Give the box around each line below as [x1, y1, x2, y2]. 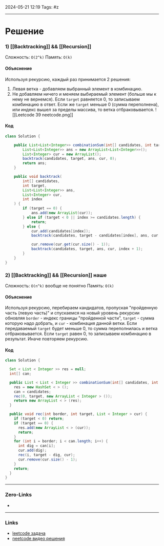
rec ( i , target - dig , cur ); [18, 453, 76, 458]
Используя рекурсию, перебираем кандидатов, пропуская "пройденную [5, 305, 158, 311]
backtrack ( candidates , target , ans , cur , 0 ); [22, 156, 117, 161]
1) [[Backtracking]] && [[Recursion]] [5, 43, 92, 50]
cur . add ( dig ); [18, 448, 47, 453]
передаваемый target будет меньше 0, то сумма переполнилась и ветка [5, 326, 158, 332]
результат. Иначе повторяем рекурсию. [5, 336, 89, 342]
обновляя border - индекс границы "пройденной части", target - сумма [5, 315, 155, 321]
